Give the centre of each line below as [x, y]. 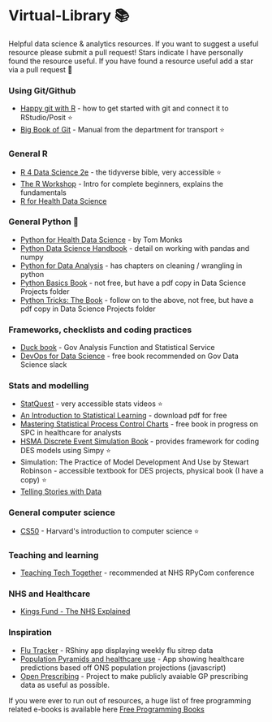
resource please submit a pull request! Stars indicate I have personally [126, 52]
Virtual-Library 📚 [69, 16]
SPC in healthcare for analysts [71, 433]
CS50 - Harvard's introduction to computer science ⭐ [110, 531]
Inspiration [30, 633]
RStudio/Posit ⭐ [46, 118]
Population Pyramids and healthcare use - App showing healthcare [132, 659]
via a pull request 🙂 [41, 69]
